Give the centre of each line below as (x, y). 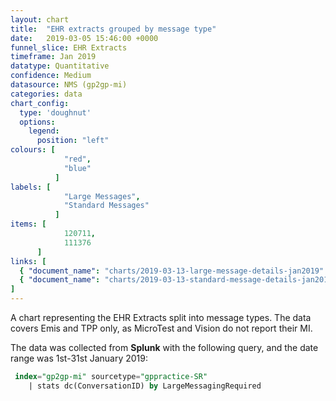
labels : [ (31, 187)
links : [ (28, 261)
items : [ (28, 224)
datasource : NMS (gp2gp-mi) (69, 85)
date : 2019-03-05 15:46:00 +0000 (84, 38)
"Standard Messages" (106, 206)
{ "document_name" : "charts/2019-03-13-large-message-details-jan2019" (172, 271)
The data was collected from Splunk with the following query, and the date (164, 347)
